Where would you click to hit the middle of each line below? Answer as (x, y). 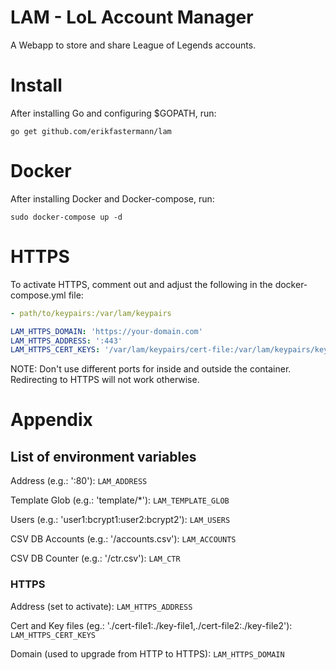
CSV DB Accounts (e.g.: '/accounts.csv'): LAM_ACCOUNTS (123, 539)
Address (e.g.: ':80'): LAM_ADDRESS (79, 481)
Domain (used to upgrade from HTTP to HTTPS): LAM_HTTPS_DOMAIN (147, 653)
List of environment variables (103, 456)
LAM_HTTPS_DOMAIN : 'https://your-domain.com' (106, 331)
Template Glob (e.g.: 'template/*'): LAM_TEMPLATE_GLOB (120, 500)
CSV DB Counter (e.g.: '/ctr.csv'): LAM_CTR (95, 558)
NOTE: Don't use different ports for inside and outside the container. (151, 369)
